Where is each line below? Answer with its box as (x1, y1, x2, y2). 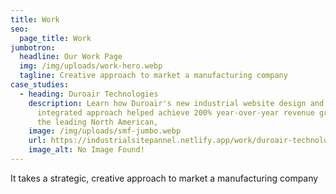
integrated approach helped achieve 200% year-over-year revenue (36, 107, 315, 118)
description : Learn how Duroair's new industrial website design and (28, 98, 325, 108)
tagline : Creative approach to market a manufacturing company (19, 71, 288, 81)
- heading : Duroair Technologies (19, 89, 159, 99)
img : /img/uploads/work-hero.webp (19, 61, 163, 71)
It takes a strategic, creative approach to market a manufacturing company (10, 172, 319, 184)
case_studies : (10, 80, 70, 90)
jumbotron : (10, 42, 56, 53)
